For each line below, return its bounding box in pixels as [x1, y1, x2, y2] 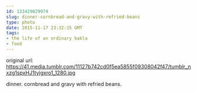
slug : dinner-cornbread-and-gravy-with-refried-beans [6, 14, 141, 20]
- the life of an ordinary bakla [6, 35, 88, 41]
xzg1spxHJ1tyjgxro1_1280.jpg [6, 69, 76, 76]
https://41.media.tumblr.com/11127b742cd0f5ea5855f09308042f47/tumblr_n [6, 63, 192, 70]
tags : [6, 30, 19, 36]
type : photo [6, 19, 35, 25]
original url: [6, 56, 33, 64]
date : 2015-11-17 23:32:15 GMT [6, 24, 83, 31]
